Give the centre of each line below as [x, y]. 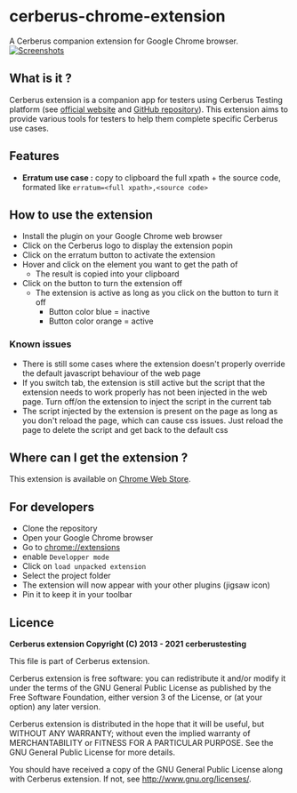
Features [34, 156]
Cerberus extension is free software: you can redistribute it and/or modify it [148, 678]
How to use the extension [81, 215]
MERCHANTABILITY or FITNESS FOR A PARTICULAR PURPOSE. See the [141, 743]
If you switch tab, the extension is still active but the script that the [143, 382]
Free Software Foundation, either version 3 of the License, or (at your [136, 697]
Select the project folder [66, 576]
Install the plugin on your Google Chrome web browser [122, 236]
